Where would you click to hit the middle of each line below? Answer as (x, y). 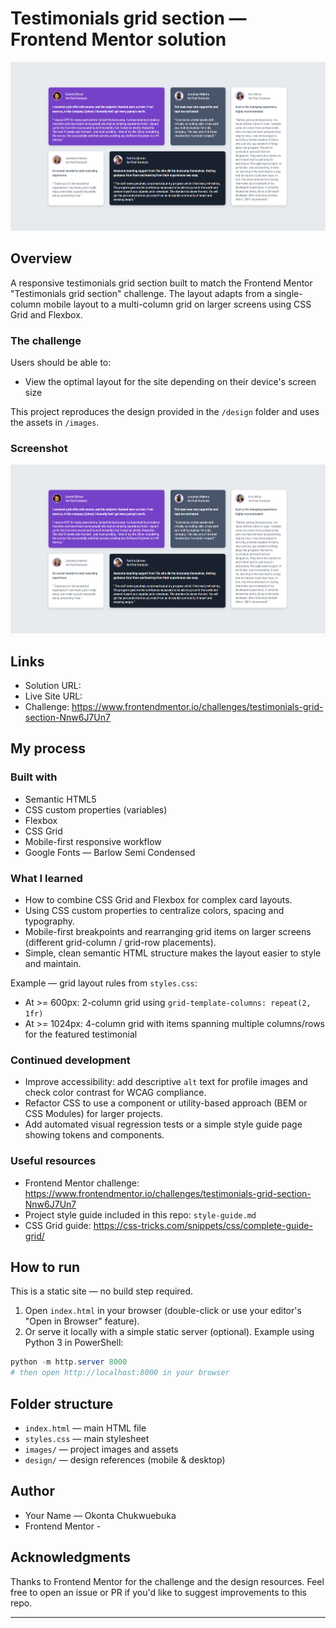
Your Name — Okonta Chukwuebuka (100, 1515)
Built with (34, 777)
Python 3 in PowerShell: (74, 1343)
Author (32, 1491)
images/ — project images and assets (101, 1449)
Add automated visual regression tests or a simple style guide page (163, 1124)
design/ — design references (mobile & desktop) (125, 1460)
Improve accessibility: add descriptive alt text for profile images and (166, 1082)
